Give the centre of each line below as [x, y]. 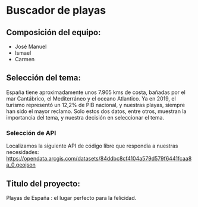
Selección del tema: [44, 78]
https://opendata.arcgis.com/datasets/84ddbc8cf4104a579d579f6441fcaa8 [99, 159]
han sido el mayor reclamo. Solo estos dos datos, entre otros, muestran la [96, 111]
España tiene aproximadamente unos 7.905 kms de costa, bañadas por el [96, 92]
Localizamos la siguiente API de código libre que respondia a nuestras [92, 146]
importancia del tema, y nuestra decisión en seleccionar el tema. [85, 117]
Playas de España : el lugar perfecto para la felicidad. [71, 197]
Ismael [23, 53]
